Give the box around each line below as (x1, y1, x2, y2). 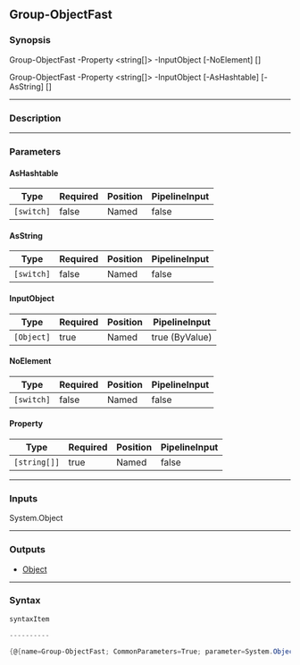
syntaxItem (9, 614, 50, 624)
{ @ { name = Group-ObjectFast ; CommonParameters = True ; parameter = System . (9, 647, 274, 656)
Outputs (9, 543, 46, 556)
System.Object (9, 513, 63, 524)
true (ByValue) (151, 331, 212, 343)
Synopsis (9, 34, 51, 46)
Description (9, 112, 62, 124)
